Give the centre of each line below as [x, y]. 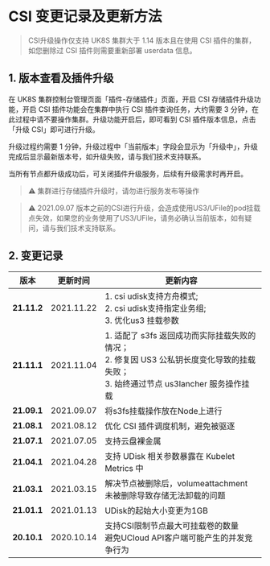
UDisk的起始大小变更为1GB [156, 510]
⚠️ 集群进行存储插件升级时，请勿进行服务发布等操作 [114, 191]
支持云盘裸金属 [133, 441]
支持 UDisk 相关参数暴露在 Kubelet [170, 456]
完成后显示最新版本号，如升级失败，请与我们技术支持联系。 [107, 156]
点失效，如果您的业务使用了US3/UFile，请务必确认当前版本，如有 [136, 217]
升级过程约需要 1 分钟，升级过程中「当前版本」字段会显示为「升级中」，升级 [133, 147]
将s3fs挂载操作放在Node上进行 [163, 411]
